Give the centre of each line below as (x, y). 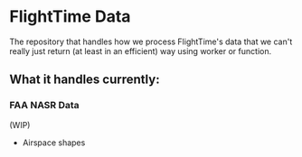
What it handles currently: (85, 80)
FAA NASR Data (44, 106)
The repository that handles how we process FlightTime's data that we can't (151, 42)
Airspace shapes (54, 143)
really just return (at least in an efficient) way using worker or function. (141, 51)
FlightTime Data (70, 17)
